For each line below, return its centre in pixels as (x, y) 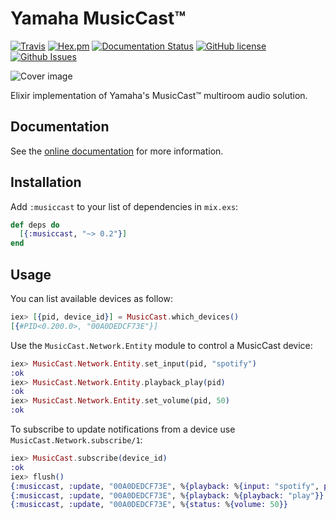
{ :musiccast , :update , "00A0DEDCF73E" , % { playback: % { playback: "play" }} (167, 495)
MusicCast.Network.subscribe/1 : (76, 440)
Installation (46, 182)
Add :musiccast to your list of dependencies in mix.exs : (124, 206)
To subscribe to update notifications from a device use (123, 429)
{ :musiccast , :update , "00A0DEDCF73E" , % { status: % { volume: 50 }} (149, 505)
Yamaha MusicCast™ (98, 18)
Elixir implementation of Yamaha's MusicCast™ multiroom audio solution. (159, 95)
